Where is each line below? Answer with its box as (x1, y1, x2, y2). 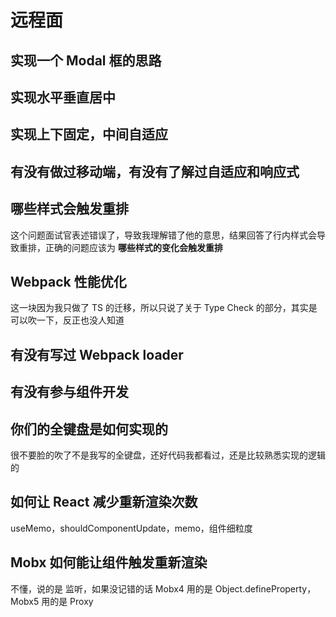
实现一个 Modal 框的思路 (10, 52, 162, 69)
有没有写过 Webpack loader (10, 346, 184, 363)
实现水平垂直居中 (10, 89, 116, 106)
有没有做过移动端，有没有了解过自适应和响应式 (10, 163, 300, 180)
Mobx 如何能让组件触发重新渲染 (10, 554, 208, 571)
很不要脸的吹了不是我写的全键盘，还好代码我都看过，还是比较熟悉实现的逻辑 (10, 449, 326, 461)
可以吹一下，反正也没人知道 (10, 314, 125, 326)
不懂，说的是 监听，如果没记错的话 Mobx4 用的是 (10, 582, 213, 595)
